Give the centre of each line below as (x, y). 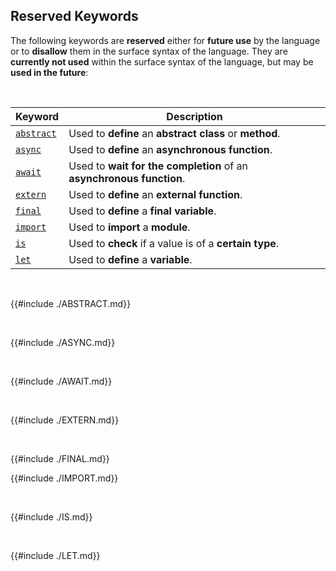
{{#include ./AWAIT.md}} (61, 381)
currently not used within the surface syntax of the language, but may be (162, 61)
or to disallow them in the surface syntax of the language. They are (149, 51)
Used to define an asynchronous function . (170, 149)
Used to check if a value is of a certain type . (174, 243)
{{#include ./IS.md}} (51, 516)
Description (194, 116)
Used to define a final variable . (142, 211)
